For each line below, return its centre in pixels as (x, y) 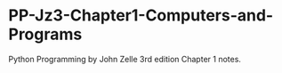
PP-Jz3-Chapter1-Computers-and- (141, 16)
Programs (45, 34)
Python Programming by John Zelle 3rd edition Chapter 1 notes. (125, 59)
